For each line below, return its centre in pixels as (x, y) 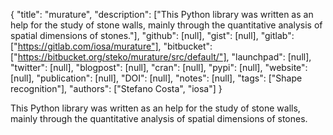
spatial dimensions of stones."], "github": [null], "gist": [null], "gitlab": (152, 35)
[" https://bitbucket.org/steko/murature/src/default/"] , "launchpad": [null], (161, 57)
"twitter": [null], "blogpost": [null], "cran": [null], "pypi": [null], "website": (159, 67)
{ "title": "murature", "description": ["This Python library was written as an (162, 14)
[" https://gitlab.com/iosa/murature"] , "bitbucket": (111, 46)
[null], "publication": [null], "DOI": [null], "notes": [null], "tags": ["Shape (156, 78)
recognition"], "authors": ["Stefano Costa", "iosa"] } (116, 88)
